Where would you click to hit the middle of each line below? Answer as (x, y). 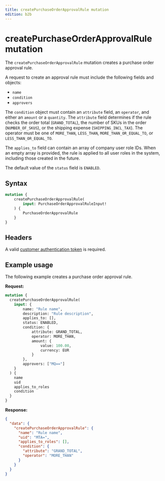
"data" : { (19, 423)
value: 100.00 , (56, 346)
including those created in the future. (43, 159)
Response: (16, 410)
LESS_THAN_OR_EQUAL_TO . (29, 138)
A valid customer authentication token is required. (56, 250)
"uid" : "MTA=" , (34, 437)
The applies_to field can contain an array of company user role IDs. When (81, 148)
